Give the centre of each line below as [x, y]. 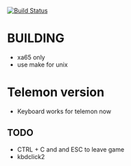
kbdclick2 [31, 156]
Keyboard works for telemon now [64, 111]
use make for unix [43, 64]
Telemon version [56, 92]
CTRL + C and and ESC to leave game [71, 149]
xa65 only [31, 57]
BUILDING [36, 38]
